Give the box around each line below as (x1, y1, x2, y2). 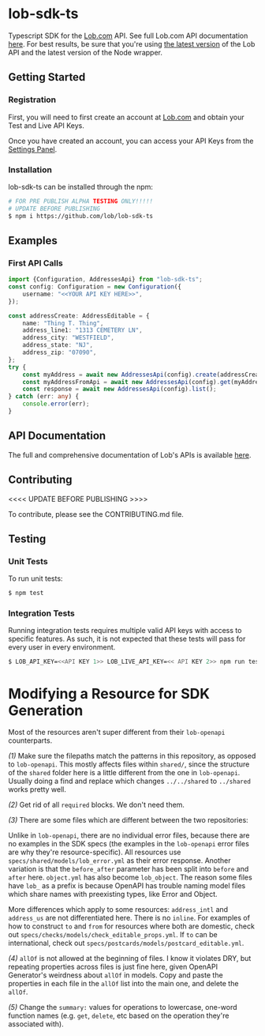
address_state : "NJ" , (22, 341, 93, 349)
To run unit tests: (8, 574, 63, 583)
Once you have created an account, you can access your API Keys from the (8, 136, 254, 145)
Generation (8, 701, 84, 719)
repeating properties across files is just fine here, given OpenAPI (8, 962, 218, 972)
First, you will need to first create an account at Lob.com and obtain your (8, 112, 244, 122)
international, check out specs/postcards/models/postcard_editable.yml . (8, 938, 244, 948)
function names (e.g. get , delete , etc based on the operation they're (8, 1011, 230, 1020)
